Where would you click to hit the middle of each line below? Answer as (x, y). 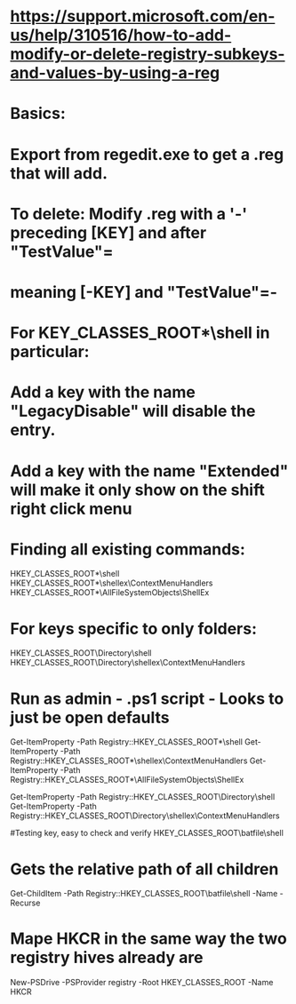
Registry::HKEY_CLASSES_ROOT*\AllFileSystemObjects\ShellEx (127, 780)
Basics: (38, 114)
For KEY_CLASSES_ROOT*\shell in (140, 333)
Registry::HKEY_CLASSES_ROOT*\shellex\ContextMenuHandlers (129, 761)
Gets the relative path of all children (144, 869)
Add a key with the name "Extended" (149, 470)
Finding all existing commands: (128, 549)
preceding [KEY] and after (108, 232)
